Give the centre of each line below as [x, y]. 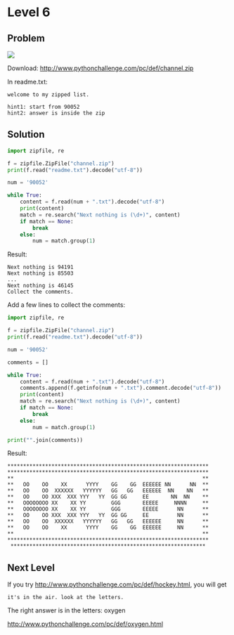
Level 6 [29, 12]
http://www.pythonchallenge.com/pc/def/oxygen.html [85, 624]
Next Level [31, 567]
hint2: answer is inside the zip [56, 113]
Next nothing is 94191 [40, 268]
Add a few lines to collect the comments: [66, 305]
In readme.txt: [27, 82]
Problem [26, 38]
